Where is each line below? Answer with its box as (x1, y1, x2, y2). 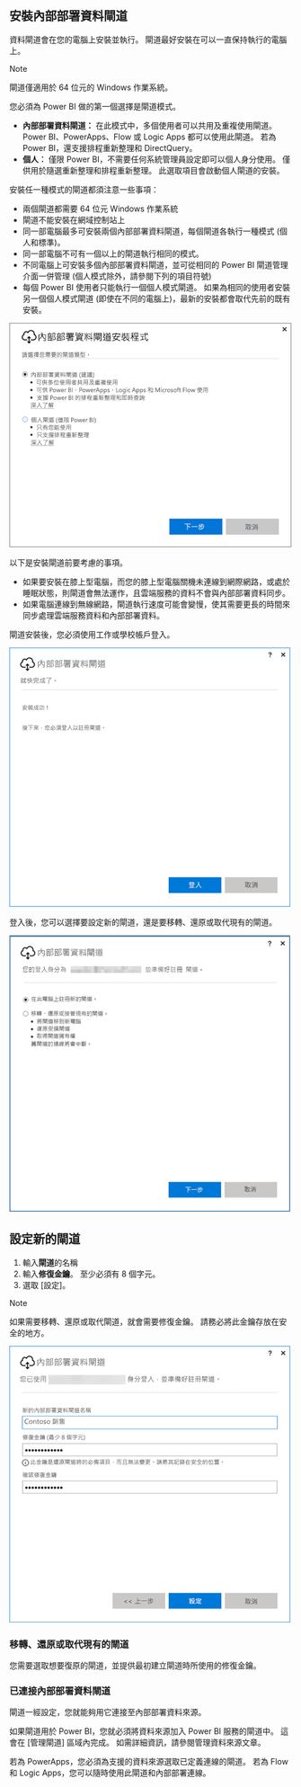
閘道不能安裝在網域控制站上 (22, 214, 126, 225)
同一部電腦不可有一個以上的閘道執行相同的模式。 (22, 248, 204, 259)
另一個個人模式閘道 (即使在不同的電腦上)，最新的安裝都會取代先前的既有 (22, 293, 290, 304)
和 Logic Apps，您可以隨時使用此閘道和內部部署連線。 (9, 1767, 211, 1778)
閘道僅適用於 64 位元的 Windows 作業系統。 (9, 82, 173, 93)
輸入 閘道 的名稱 (22, 1257, 78, 1267)
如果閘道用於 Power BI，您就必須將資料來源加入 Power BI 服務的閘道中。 (9, 1726, 279, 1737)
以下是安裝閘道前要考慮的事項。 (9, 556, 128, 568)
